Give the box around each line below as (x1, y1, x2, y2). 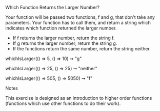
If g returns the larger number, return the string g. (12, 40, 117, 46)
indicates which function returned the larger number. (5, 25, 117, 31)
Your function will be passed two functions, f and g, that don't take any (5, 14, 155, 20)
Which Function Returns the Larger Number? (5, 5, 100, 10)
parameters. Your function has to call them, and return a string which (5, 20, 151, 25)
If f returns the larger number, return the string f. (12, 35, 115, 41)
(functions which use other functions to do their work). (5, 100, 121, 106)
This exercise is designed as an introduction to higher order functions (5, 95, 152, 101)
